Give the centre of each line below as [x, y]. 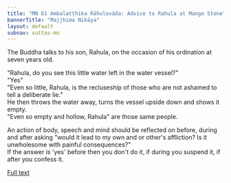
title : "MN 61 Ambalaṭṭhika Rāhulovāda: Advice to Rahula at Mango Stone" [117, 13]
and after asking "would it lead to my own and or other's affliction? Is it [107, 138]
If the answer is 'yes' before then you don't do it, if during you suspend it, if [114, 152]
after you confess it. [35, 160]
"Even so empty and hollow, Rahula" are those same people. [92, 117]
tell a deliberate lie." [35, 95]
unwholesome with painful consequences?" [69, 144]
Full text [18, 173]
